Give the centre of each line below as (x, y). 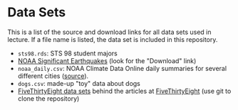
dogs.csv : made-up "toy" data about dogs (79, 83)
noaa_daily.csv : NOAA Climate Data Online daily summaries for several (122, 68)
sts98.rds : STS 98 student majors (67, 53)
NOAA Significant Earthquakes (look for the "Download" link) (107, 60)
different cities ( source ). (53, 76)
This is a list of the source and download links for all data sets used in (109, 32)
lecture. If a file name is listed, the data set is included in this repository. (113, 39)
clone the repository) (48, 98)
